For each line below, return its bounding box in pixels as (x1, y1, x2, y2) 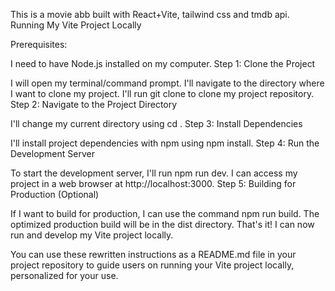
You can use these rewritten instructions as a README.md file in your (10, 249, 297, 260)
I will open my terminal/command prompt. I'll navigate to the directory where (10, 77, 325, 89)
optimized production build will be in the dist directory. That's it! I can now (10, 219, 315, 230)
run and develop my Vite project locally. (10, 229, 174, 241)
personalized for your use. (10, 270, 119, 281)
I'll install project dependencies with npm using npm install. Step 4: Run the (10, 137, 320, 149)
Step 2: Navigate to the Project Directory (10, 99, 178, 110)
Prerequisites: (10, 39, 68, 50)
